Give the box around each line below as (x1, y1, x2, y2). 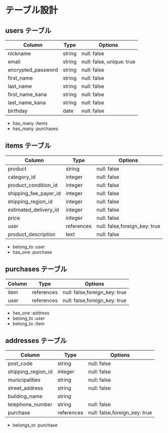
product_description (8, 230, 55, 237)
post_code (8, 360, 33, 367)
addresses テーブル (5, 336, 67, 345)
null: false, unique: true (81, 58, 135, 65)
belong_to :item (12, 321, 45, 327)
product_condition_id (8, 181, 58, 189)
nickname (8, 50, 31, 57)
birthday (8, 107, 28, 114)
